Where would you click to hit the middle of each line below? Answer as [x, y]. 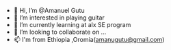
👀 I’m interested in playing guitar [59, 18]
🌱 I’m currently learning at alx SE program [72, 25]
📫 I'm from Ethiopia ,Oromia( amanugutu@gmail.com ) [89, 40]
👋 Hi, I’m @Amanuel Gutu [49, 10]
